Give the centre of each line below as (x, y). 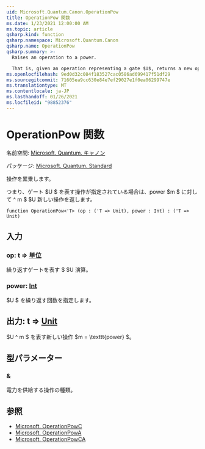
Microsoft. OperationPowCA (50, 439)
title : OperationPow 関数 (38, 18)
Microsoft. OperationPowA (48, 433)
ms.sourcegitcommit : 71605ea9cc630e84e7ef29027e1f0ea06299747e (88, 80)
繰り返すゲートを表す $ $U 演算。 (49, 270)
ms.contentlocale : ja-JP (38, 91)
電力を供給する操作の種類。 (41, 390)
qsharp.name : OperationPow (41, 46)
